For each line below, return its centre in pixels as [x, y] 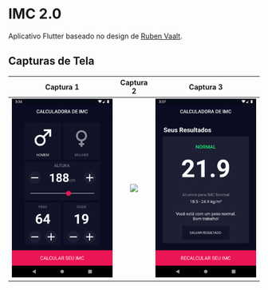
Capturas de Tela [51, 61]
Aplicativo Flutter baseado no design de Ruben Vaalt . [95, 36]
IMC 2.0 [35, 14]
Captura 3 [206, 87]
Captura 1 [62, 87]
